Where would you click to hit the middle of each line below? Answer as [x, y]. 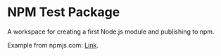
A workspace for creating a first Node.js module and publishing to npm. [111, 31]
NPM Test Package [64, 12]
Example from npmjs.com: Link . [53, 45]
